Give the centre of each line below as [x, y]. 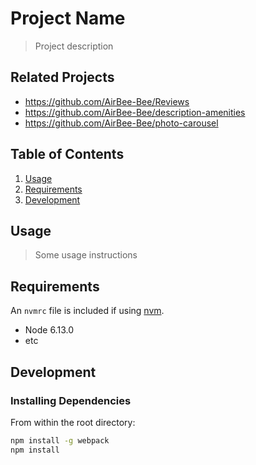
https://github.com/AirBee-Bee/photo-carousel [121, 123]
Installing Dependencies [71, 400]
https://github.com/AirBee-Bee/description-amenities [135, 112]
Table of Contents [67, 154]
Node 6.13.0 [49, 330]
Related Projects [62, 77]
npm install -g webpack [60, 440]
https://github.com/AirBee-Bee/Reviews [107, 101]
